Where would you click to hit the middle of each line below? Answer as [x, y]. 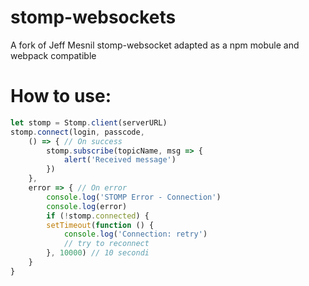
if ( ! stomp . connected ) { [98, 216]
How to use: [61, 96]
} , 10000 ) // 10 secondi [98, 253]
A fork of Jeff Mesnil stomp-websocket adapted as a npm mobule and [155, 45]
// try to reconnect [106, 244]
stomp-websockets [93, 17]
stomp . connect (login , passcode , [77, 132]
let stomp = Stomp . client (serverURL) [89, 122]
